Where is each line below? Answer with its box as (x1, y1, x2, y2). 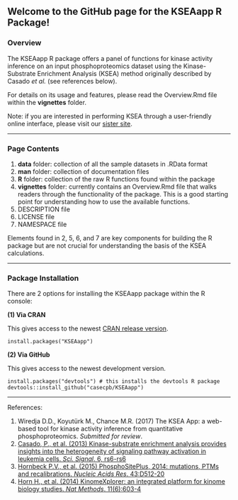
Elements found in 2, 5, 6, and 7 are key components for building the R (7, 233, 212, 242)
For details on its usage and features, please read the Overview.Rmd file (7, 90, 217, 99)
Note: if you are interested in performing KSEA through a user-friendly (7, 111, 212, 120)
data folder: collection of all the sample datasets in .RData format (17, 160, 208, 168)
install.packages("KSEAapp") (7, 338, 93, 345)
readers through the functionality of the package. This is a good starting (17, 189, 229, 198)
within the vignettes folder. (7, 98, 87, 106)
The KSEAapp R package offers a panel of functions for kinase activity (7, 54, 213, 62)
